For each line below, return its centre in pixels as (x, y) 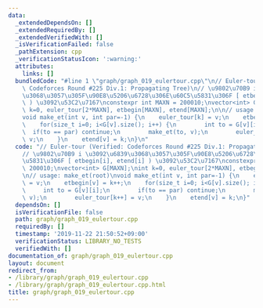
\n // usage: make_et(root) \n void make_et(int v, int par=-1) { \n (131, 176)
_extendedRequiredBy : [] (56, 30)
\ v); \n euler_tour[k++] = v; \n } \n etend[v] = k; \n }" (136, 197)
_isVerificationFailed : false (64, 45)
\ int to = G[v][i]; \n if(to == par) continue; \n (124, 190)
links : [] (38, 74)
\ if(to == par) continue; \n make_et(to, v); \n (115, 132)
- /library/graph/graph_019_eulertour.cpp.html (87, 285)
